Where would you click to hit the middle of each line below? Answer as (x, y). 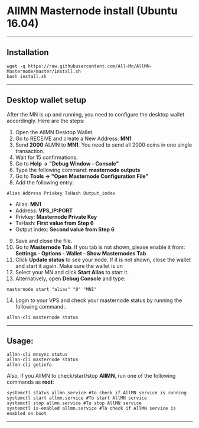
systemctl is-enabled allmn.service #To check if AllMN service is (92, 408)
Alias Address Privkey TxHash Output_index (61, 193)
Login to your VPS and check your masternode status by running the (99, 300)
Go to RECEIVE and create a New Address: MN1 (73, 138)
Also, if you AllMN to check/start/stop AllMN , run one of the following (91, 376)
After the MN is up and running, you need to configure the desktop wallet (96, 114)
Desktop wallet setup (47, 100)
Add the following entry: (45, 182)
